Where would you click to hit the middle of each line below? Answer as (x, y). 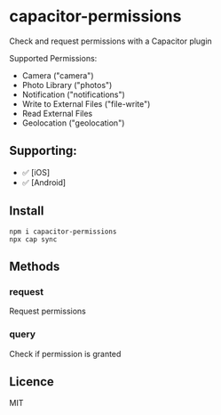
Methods (35, 266)
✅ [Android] (44, 182)
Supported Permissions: (53, 58)
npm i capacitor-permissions (63, 232)
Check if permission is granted (65, 354)
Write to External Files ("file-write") (86, 103)
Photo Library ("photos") (67, 85)
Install (27, 211)
